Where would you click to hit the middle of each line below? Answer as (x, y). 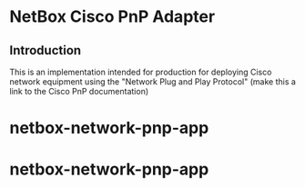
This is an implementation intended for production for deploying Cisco (141, 72)
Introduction (46, 50)
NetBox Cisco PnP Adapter (112, 17)
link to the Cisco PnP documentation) (79, 91)
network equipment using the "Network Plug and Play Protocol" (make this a (152, 82)
